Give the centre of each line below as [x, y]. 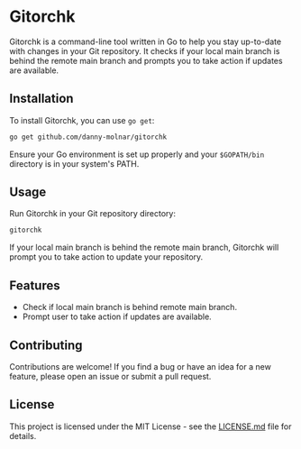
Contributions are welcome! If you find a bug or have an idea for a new [141, 366]
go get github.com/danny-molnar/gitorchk [88, 137]
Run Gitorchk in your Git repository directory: [93, 214]
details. [23, 435]
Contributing [46, 345]
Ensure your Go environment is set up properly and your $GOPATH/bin [137, 154]
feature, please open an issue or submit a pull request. [110, 376]
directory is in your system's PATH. [74, 163]
